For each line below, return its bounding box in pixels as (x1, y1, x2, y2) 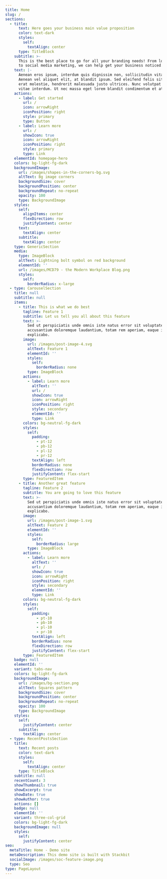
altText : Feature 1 (27, 346, 68, 351)
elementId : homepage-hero (14, 156, 68, 161)
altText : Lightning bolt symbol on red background (18, 258, 126, 263)
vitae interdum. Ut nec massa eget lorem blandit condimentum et (18, 86, 157, 91)
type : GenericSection (14, 244, 59, 249)
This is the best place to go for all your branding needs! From (18, 58, 157, 63)
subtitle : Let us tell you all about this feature (23, 314, 130, 319)
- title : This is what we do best (18, 304, 90, 310)
